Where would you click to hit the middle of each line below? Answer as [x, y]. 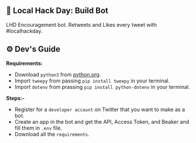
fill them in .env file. [38, 128]
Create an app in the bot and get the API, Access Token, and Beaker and [102, 121]
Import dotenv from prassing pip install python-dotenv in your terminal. [102, 87]
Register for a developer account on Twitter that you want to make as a [100, 109]
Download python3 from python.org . [58, 74]
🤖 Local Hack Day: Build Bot [57, 11]
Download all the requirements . [52, 134]
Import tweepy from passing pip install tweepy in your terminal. [92, 81]
